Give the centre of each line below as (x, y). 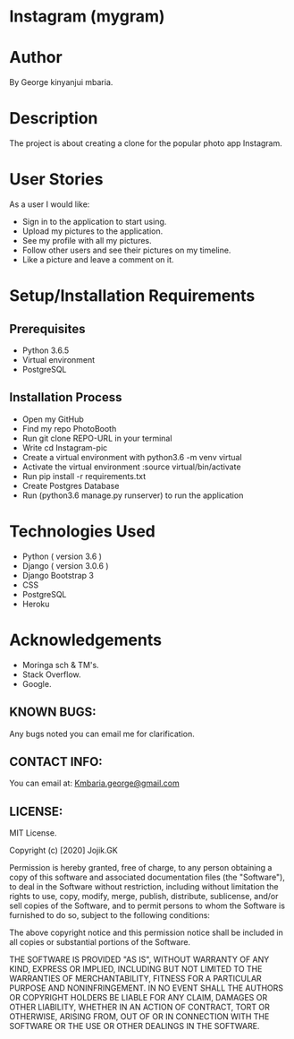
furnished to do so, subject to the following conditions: (109, 915)
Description (54, 119)
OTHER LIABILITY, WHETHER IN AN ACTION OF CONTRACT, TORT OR (139, 1007)
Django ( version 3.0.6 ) (65, 565)
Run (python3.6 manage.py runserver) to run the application (133, 495)
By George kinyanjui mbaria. (61, 82)
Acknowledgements (86, 640)
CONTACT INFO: (56, 762)
